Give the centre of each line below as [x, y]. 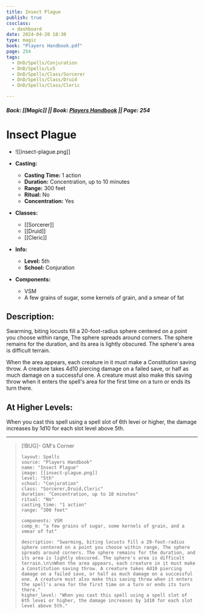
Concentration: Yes [49, 201]
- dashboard [27, 29]
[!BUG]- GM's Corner [48, 446]
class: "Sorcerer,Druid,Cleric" [62, 489]
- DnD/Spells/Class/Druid [45, 80]
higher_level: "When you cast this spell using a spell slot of [104, 595]
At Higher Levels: [39, 407]
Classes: [26, 213]
